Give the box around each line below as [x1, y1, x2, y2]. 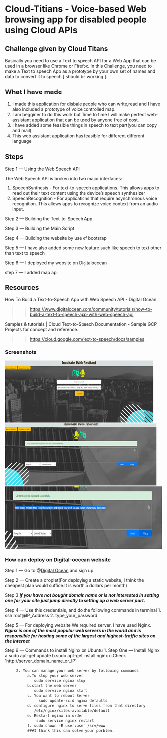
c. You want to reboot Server [27, 693, 90, 698]
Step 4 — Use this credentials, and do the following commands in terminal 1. [5, 607, 162, 613]
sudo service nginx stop [34, 678, 85, 683]
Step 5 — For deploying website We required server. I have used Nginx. [5, 622, 152, 628]
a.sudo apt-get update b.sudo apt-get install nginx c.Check [5, 653, 126, 659]
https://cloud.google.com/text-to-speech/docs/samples [29, 336, 145, 342]
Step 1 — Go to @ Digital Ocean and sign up [5, 568, 94, 574]
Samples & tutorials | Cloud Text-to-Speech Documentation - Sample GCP [5, 321, 157, 327]
